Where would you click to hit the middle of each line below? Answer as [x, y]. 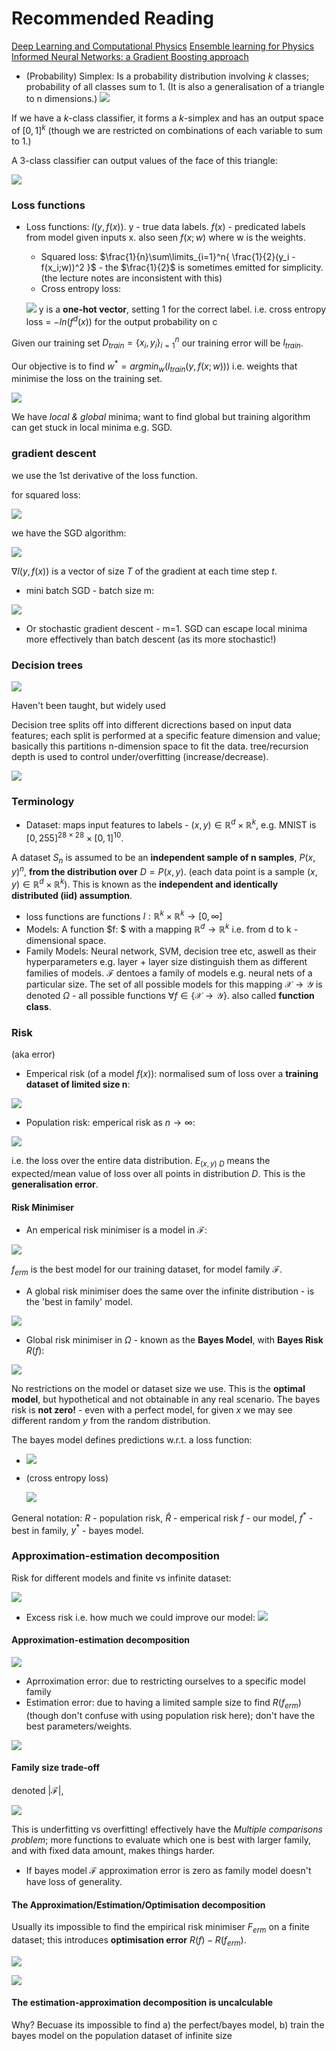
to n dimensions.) [61, 98]
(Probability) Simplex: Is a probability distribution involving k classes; [167, 76]
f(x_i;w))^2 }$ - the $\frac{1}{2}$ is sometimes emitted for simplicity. [182, 267]
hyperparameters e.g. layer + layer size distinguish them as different [166, 962]
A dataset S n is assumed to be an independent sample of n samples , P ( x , [163, 858]
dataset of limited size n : [78, 1084]
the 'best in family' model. [79, 1302]
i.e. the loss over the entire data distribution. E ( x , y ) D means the [141, 1162]
